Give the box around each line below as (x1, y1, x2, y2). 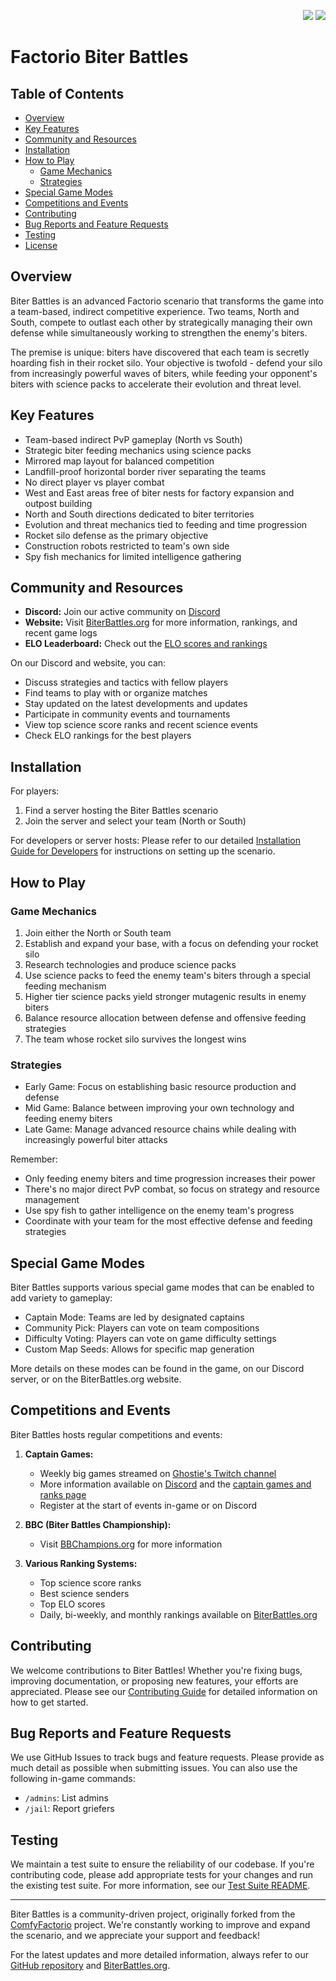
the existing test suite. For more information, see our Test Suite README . (10, 1880, 311, 1892)
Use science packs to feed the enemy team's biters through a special (24, 969, 311, 981)
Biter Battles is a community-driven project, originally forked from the (10, 1908, 296, 1920)
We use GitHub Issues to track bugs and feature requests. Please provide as (10, 1751, 325, 1764)
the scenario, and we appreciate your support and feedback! (10, 1930, 261, 1942)
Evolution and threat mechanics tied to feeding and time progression (24, 518, 308, 530)
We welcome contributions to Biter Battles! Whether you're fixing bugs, (10, 1664, 303, 1676)
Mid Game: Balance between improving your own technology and (24, 1102, 295, 1114)
